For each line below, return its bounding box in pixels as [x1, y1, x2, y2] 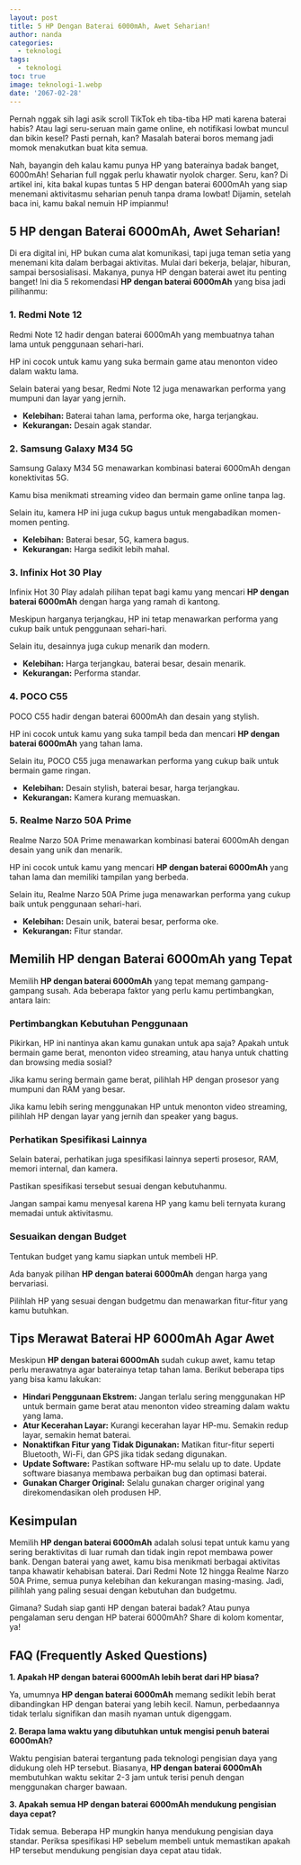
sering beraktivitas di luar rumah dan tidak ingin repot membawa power [9, 1547, 274, 1558]
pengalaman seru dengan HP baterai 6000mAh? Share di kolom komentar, [9, 1612, 285, 1623]
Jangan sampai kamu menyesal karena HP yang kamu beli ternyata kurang [9, 1198, 286, 1209]
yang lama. [22, 1411, 64, 1422]
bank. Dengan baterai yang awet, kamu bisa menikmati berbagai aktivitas [9, 1556, 280, 1568]
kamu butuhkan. [9, 1305, 69, 1315]
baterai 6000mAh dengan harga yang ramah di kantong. [9, 596, 221, 607]
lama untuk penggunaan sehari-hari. [9, 339, 144, 350]
